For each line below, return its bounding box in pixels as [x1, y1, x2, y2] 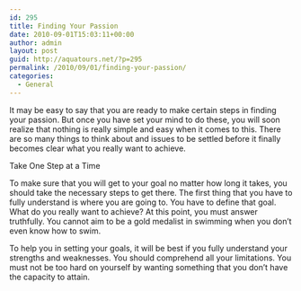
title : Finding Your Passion [9, 22, 119, 31]
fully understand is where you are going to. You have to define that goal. [9, 197, 277, 207]
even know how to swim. [9, 225, 102, 236]
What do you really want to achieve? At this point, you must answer [9, 206, 259, 216]
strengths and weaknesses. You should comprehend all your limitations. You [9, 252, 292, 263]
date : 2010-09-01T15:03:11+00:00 [9, 30, 135, 39]
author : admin [9, 38, 63, 48]
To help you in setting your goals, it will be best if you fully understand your [9, 242, 288, 253]
